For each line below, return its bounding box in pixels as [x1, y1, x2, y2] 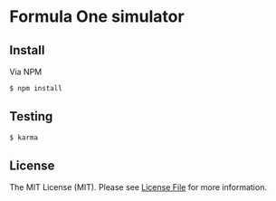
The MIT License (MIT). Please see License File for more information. [9, 182, 267, 193]
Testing [9, 109, 53, 124]
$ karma [9, 133, 39, 142]
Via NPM [9, 66, 43, 77]
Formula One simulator [9, 6, 185, 27]
